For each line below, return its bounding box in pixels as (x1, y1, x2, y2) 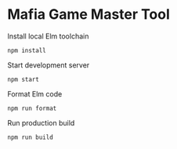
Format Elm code (7, 89, 63, 99)
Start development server (7, 60, 90, 70)
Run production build (7, 118, 75, 127)
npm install (7, 46, 46, 54)
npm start (7, 75, 40, 83)
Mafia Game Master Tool (7, 5, 170, 24)
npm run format (7, 104, 57, 112)
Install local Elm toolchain (7, 31, 89, 41)
